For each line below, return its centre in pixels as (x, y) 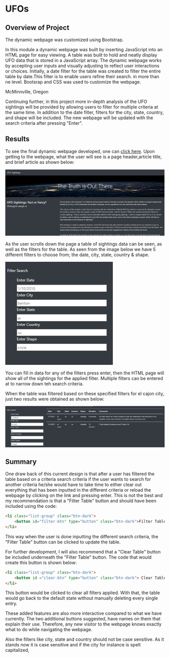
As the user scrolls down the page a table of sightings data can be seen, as (84, 244)
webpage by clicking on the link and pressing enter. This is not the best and (84, 496)
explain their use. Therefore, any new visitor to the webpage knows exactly (83, 624)
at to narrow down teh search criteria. (45, 384)
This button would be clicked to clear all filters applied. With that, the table (83, 593)
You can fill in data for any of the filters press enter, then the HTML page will (85, 373)
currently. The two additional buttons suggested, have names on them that (83, 619)
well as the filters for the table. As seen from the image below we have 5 (80, 249)
